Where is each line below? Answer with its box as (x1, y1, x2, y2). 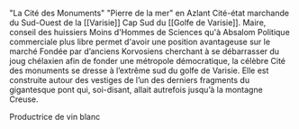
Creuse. (9, 94, 39, 105)
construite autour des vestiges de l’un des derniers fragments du (9, 75, 250, 85)
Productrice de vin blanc (9, 112, 101, 122)
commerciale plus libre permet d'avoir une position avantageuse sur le (9, 36, 271, 47)
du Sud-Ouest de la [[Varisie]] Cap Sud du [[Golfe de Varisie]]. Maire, (9, 17, 267, 28)
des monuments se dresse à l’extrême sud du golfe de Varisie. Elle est (9, 65, 269, 76)
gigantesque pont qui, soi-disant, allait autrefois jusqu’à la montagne (9, 85, 263, 95)
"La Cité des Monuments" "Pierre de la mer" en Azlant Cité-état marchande (9, 8, 290, 18)
